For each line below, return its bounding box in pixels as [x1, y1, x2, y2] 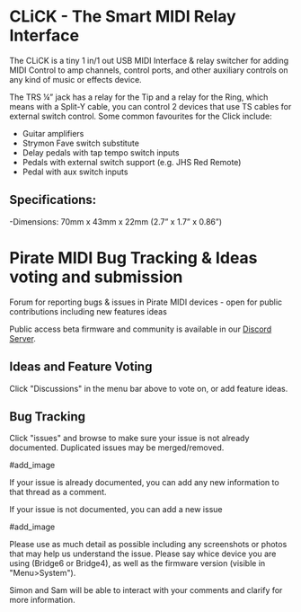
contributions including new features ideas [9, 306, 168, 316]
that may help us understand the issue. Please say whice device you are [9, 548, 277, 559]
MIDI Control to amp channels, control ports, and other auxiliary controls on [9, 65, 289, 75]
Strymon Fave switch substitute [22, 137, 139, 148]
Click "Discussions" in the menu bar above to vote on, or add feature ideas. [9, 383, 288, 394]
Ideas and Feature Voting [9, 359, 153, 375]
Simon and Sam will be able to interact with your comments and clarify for [9, 585, 283, 596]
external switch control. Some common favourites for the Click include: [9, 111, 272, 121]
